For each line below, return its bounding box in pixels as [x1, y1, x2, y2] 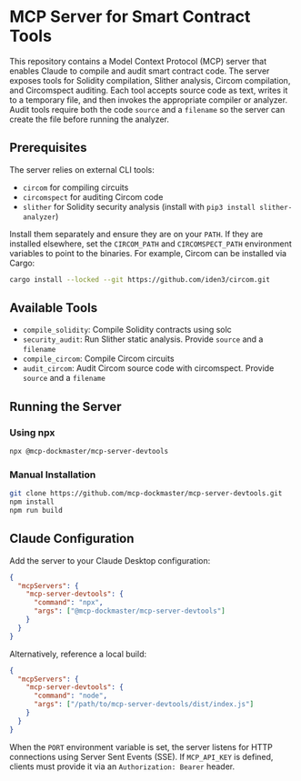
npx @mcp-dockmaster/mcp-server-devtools [9, 447, 169, 456]
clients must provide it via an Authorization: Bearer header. [9, 761, 236, 772]
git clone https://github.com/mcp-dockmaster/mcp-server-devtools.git [9, 489, 283, 498]
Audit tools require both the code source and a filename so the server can [9, 104, 286, 115]
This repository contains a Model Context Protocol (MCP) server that [9, 55, 266, 66]
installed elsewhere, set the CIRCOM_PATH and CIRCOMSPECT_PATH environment [9, 238, 293, 249]
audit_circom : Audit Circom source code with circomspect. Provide [22, 363, 275, 374]
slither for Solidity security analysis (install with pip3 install [22, 201, 256, 212]
